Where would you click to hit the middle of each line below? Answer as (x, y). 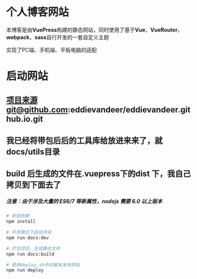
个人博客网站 (38, 12)
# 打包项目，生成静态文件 (33, 248)
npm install (21, 222)
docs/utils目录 (33, 151)
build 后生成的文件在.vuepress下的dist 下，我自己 (98, 174)
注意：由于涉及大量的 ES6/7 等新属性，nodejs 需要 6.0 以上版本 (84, 201)
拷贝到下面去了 (34, 185)
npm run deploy (25, 270)
